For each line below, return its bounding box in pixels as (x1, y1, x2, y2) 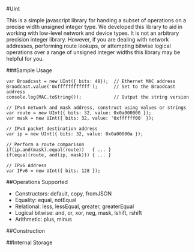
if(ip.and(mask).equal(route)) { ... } (6, 147, 112, 153)
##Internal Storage (6, 239, 53, 246)
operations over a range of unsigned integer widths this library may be (6, 49, 181, 56)
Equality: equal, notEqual (14, 197, 77, 203)
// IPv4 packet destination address (6, 126, 98, 132)
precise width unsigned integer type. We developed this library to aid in (6, 23, 183, 30)
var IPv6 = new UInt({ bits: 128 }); (6, 168, 101, 174)
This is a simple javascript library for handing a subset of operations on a (6, 17, 187, 23)
